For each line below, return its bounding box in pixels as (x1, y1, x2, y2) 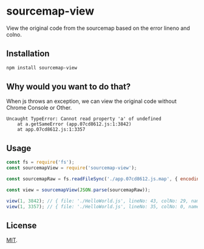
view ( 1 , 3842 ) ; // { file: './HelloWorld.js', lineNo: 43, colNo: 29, (6, 198, 189, 204)
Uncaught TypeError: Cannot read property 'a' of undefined (6, 116, 162, 122)
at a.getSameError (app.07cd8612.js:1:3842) (17, 121, 132, 127)
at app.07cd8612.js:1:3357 (17, 127, 86, 133)
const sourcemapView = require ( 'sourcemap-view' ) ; (6, 165, 137, 171)
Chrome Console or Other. (6, 104, 72, 111)
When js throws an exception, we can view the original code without (6, 97, 177, 105)
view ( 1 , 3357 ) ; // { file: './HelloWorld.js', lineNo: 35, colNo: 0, (6, 203, 186, 209)
